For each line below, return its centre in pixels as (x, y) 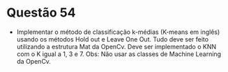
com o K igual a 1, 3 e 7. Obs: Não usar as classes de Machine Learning (119, 54)
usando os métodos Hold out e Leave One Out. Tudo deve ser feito (113, 39)
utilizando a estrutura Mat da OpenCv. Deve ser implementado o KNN (116, 46)
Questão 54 (41, 13)
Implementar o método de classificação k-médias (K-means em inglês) (118, 32)
